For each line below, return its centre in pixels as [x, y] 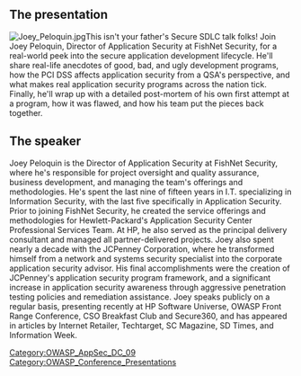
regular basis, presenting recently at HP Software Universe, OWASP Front [146, 306]
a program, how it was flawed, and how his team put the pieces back [137, 103]
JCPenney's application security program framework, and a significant [140, 277]
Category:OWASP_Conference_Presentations [93, 362]
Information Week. [44, 335]
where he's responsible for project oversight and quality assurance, [134, 172]
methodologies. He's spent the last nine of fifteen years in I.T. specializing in [150, 192]
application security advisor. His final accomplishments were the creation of [150, 268]
